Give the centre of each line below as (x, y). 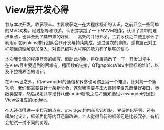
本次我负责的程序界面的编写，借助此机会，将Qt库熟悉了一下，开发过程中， (80, 59)
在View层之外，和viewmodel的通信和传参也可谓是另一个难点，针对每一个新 (81, 81)
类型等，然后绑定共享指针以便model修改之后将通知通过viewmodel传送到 (82, 93)
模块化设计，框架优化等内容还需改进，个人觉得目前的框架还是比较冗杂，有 (80, 116)
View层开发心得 (37, 10)
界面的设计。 (35, 71)
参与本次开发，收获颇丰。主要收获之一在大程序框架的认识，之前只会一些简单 (82, 24)
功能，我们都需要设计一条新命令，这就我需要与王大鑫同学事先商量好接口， (80, 88)
